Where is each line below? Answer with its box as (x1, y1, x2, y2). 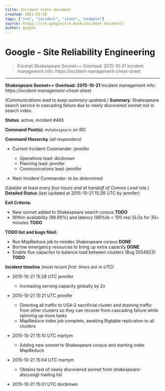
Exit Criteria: (5, 200, 31, 206)
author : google (5, 26, 36, 31)
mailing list (40, 372, 62, 378)
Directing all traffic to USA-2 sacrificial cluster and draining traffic (19, 302, 152, 308)
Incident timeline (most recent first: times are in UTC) (5, 264, 114, 270)
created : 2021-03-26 (5, 12, 48, 17)
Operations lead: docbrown (19, 156, 75, 162)
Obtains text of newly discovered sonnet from (19, 366, 112, 372)
